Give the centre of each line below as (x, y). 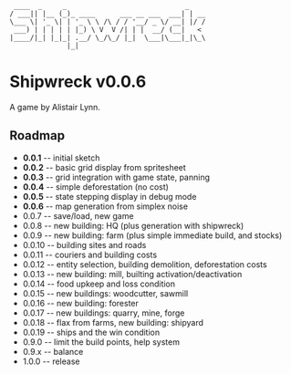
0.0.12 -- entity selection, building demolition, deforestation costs (145, 264)
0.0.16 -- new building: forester (81, 303)
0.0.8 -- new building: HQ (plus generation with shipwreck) (133, 225)
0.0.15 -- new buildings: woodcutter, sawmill (105, 293)
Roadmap (37, 135)
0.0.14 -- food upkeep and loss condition (99, 284)
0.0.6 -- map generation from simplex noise (105, 206)
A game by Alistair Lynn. (55, 107)
